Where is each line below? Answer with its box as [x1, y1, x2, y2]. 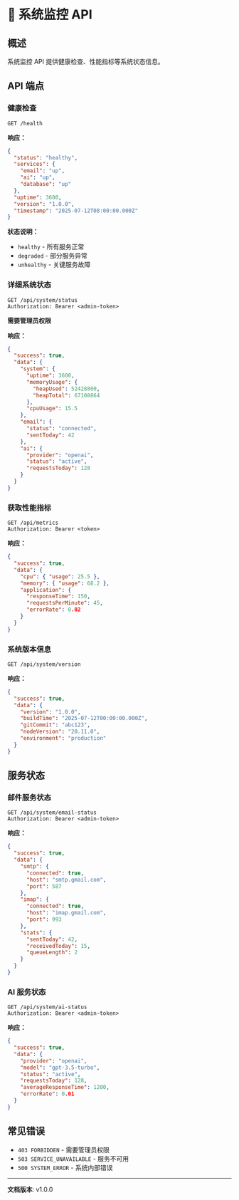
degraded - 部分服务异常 [17, 251, 87, 260]
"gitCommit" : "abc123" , [20, 721, 91, 729]
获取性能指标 [7, 503, 52, 513]
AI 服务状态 [7, 987, 46, 997]
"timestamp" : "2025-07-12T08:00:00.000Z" [14, 207, 139, 214]
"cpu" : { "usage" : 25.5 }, [20, 573, 100, 580]
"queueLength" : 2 [26, 949, 78, 956]
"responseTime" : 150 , [26, 593, 91, 600]
